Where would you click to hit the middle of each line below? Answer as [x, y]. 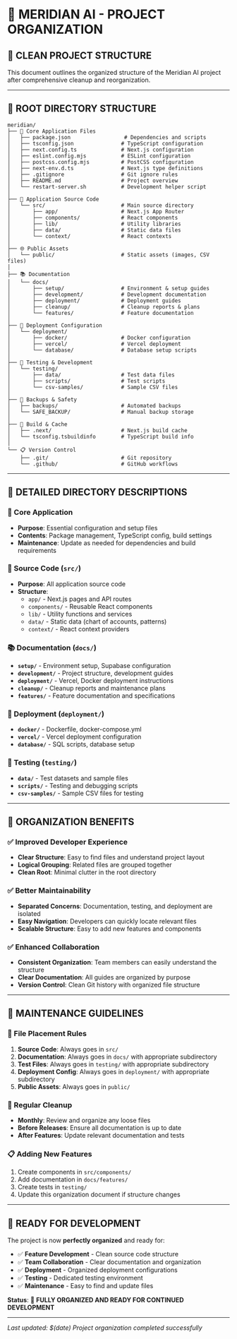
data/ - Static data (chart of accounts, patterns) [97, 621]
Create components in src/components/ [74, 1172]
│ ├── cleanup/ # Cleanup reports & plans [104, 307]
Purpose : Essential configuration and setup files [87, 528]
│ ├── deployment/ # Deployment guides [94, 300]
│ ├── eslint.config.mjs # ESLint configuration [99, 156]
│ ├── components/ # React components [93, 218]
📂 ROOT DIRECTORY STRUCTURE [82, 109]
